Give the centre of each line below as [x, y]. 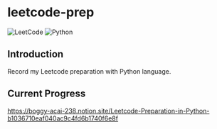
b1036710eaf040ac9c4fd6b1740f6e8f [63, 118]
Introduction [36, 54]
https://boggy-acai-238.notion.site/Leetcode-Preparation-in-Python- [108, 111]
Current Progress [47, 94]
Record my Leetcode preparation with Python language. [89, 71]
